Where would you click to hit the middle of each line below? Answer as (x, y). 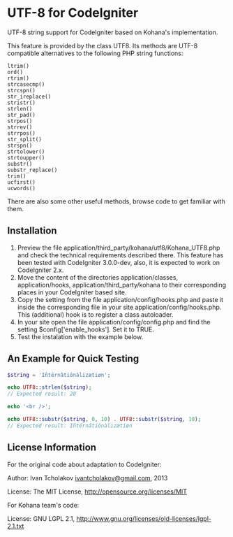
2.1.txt (16, 526)
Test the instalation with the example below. (80, 336)
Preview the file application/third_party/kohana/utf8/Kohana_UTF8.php (119, 248)
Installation (32, 231)
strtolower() (26, 152)
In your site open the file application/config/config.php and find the (114, 322)
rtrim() (18, 78)
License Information (52, 448)
